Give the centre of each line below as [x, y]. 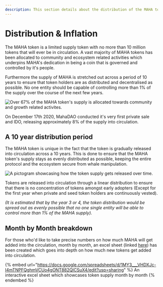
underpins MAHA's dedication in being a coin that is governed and [71, 62]
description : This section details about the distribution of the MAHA [79, 9]
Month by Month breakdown [49, 228]
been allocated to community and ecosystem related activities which [73, 57]
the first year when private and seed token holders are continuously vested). [81, 193]
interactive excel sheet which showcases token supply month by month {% [80, 275]
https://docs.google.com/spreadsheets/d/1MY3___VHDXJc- [97, 265]
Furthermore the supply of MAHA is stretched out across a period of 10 [76, 77]
